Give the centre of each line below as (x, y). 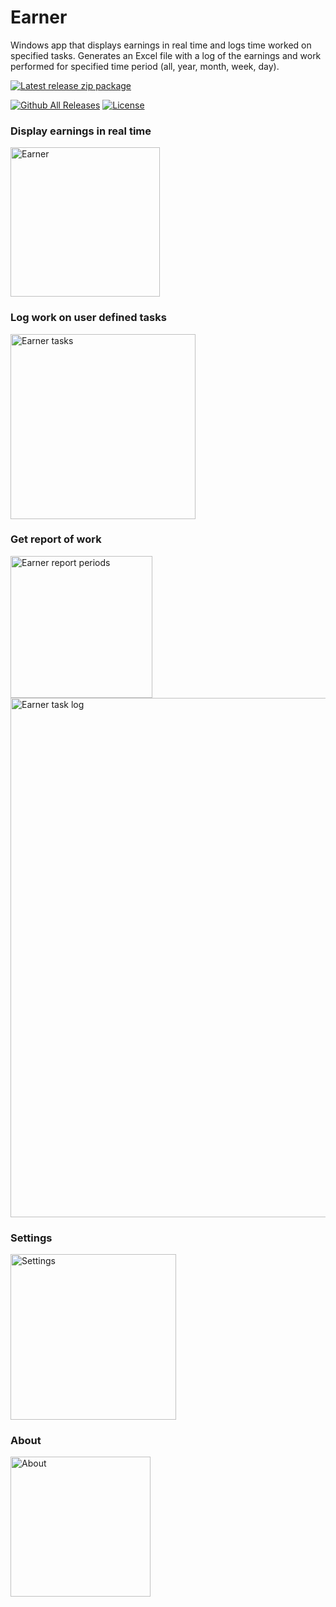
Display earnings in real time (81, 131)
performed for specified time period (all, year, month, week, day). (145, 66)
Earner (39, 17)
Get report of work (56, 539)
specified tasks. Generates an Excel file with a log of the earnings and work (166, 55)
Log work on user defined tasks (88, 318)
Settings (31, 1238)
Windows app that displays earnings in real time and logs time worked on (161, 45)
